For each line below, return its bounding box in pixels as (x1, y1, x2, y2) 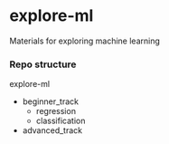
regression (35, 106, 77, 117)
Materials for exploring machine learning (9, 35, 161, 46)
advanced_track (22, 125, 83, 136)
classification (35, 115, 86, 127)
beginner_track (22, 96, 80, 107)
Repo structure (9, 58, 77, 71)
